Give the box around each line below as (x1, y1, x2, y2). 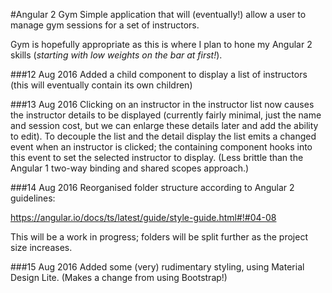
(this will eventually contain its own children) (10, 79, 193, 91)
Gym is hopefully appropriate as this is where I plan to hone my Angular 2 (10, 39, 313, 50)
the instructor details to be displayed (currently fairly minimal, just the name (10, 109, 322, 121)
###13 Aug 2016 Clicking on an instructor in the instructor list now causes (10, 99, 315, 110)
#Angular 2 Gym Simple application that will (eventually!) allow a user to (10, 9, 307, 20)
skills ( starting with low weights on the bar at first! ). (10, 49, 223, 61)
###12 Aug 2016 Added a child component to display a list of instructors (10, 69, 308, 80)
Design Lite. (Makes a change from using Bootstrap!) (10, 272, 228, 283)
